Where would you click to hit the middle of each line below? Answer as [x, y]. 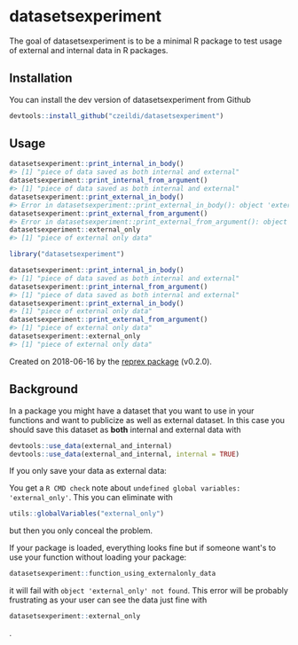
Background [43, 389]
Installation [41, 79]
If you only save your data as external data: [88, 471]
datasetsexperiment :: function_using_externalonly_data [113, 574]
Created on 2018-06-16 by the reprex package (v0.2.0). [111, 361]
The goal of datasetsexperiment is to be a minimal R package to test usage [145, 41]
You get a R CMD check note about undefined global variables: [125, 488]
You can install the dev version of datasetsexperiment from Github [130, 99]
